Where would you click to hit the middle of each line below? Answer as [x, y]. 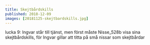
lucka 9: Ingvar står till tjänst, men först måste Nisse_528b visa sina [73, 32]
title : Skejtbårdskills [29, 9]
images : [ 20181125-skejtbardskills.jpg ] [47, 18]
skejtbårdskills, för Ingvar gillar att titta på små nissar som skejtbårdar [75, 37]
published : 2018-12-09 [28, 14]
